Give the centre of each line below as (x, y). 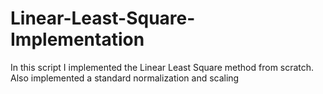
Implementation (77, 39)
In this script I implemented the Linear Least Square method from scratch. (162, 67)
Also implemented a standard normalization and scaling (125, 78)
